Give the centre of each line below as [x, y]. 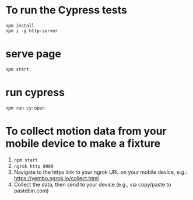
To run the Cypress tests [66, 10]
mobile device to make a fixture [83, 143]
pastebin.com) [31, 191]
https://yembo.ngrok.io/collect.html [56, 178]
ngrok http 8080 [34, 166]
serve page [34, 54]
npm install [20, 26]
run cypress [35, 92]
